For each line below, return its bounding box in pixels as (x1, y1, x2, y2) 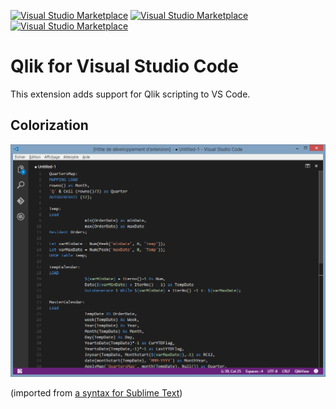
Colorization (10, 117, 89, 134)
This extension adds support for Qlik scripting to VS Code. (10, 88, 251, 100)
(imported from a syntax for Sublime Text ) (10, 387, 183, 399)
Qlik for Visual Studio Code (10, 55, 239, 78)
